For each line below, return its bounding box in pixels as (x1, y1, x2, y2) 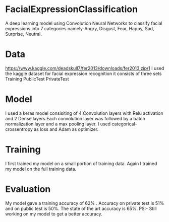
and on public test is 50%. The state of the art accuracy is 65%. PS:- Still (5, 205, 157, 211)
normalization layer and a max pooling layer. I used (5, 121, 111, 127)
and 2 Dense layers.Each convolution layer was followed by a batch (5, 115, 145, 121)
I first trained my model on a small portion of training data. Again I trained (5, 160, 157, 167)
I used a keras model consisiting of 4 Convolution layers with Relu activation (5, 110, 163, 116)
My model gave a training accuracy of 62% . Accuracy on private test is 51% (5, 200, 164, 206)
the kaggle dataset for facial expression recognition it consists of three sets (5, 70, 162, 77)
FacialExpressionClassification (5, 4, 138, 15)
